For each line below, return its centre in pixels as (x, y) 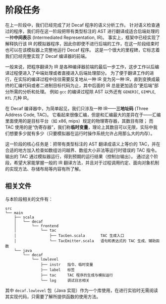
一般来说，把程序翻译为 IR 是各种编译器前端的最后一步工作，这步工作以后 (80, 67)
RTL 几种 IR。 (18, 98)
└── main (14, 213)
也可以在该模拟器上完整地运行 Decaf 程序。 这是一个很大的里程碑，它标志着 (83, 50)
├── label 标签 (58, 270)
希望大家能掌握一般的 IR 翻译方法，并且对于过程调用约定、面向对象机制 (86, 162)
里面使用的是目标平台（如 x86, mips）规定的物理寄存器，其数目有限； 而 (79, 121)
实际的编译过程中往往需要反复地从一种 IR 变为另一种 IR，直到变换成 (87, 79)
